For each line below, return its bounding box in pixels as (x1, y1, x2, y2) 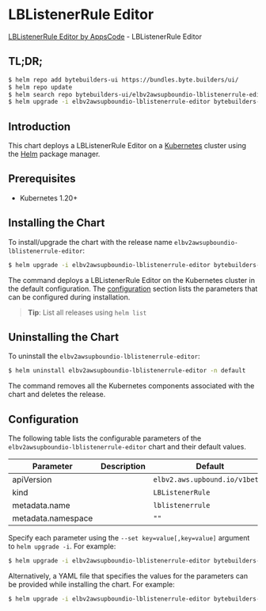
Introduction (8, 120, 71, 133)
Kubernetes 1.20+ (19, 193, 78, 203)
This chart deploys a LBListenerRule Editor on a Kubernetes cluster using (8, 141, 247, 151)
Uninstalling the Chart (8, 330, 120, 344)
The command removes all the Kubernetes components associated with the (8, 381, 255, 391)
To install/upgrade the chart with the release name (8, 237, 173, 246)
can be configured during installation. (8, 292, 131, 302)
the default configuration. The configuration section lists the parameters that (8, 284, 258, 293)
